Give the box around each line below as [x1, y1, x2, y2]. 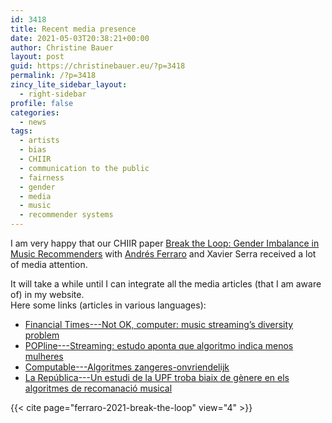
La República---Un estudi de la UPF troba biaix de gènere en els [24, 372, 290, 383]
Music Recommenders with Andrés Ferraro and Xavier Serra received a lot [10, 248, 317, 260]
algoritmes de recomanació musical [24, 382, 173, 394]
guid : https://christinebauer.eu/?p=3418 [10, 61, 186, 71]
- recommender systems [19, 210, 114, 220]
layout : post [10, 52, 65, 62]
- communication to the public [19, 163, 150, 173]
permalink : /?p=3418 [10, 71, 97, 81]
